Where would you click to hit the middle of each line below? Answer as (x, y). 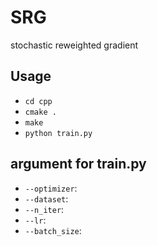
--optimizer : (51, 188)
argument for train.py (78, 164)
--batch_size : (53, 230)
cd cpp (38, 101)
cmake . (40, 112)
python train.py (58, 133)
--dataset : (46, 198)
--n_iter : (44, 209)
